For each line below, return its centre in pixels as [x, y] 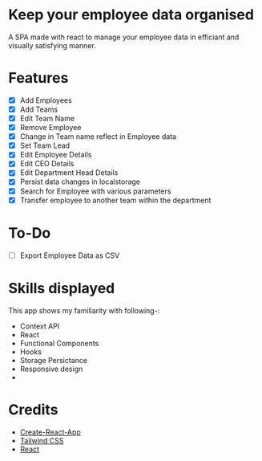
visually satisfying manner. [52, 45]
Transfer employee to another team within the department [115, 200]
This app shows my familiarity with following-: [84, 310]
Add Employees [46, 100]
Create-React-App [50, 432]
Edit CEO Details [47, 164]
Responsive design [51, 369]
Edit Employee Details [56, 155]
